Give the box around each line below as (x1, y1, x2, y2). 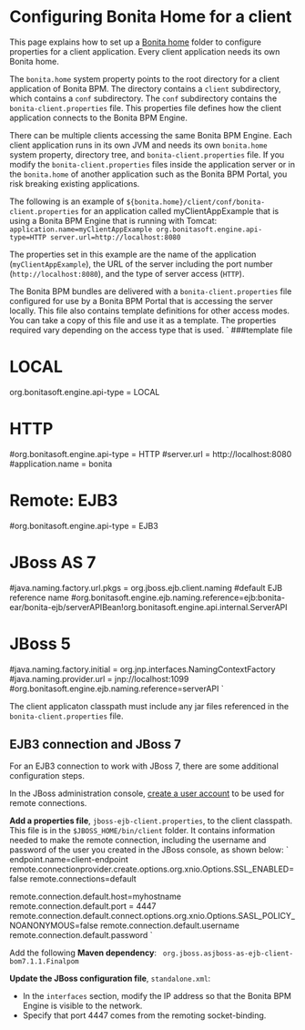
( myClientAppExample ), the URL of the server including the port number (9, 258, 273, 270)
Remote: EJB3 (9, 490, 118, 511)
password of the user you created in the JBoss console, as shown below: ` (9, 844, 290, 855)
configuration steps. (9, 770, 85, 781)
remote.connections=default (29, 873, 137, 884)
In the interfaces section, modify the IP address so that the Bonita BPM (22, 991, 291, 1002)
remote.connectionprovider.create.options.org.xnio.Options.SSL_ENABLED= (9, 863, 294, 875)
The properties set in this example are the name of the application (9, 249, 257, 260)
